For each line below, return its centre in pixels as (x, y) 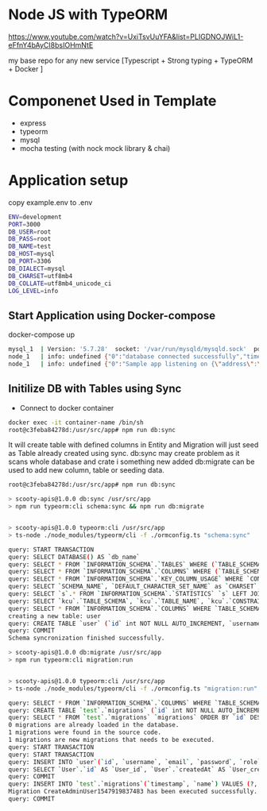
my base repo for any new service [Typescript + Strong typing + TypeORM (131, 60)
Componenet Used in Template (112, 101)
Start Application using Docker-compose (112, 315)
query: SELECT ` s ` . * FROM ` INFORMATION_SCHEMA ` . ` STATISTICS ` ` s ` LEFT (128, 594)
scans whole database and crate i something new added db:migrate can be (132, 461)
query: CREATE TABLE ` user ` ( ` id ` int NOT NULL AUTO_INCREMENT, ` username (135, 624)
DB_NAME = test (30, 247)
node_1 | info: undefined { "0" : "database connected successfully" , (126, 357)
